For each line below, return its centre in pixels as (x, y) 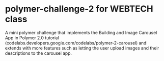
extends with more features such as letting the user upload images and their (82, 48)
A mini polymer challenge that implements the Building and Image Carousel (81, 32)
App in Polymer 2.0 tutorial (32, 38)
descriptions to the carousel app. (39, 53)
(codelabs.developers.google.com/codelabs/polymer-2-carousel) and (76, 43)
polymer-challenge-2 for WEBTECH (79, 9)
